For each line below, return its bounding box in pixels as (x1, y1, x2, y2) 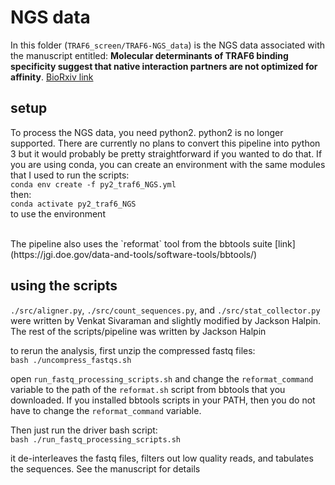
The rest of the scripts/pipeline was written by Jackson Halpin (10, 325, 267, 337)
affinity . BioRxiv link (10, 71, 94, 83)
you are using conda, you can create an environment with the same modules (10, 158, 326, 170)
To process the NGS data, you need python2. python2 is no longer (10, 126, 284, 138)
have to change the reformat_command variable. (10, 404, 202, 416)
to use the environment (10, 207, 106, 220)
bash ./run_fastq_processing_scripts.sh (10, 434, 182, 445)
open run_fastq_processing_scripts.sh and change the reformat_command (10, 372, 314, 385)
